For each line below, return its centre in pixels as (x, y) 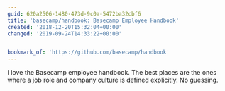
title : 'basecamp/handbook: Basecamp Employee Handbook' (93, 20)
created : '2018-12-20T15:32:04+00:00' (65, 27)
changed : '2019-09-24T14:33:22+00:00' (65, 34)
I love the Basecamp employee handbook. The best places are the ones (112, 73)
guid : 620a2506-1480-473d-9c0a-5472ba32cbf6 (74, 14)
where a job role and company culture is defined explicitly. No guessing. (113, 80)
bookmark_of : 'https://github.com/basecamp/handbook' (89, 53)
